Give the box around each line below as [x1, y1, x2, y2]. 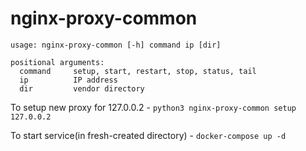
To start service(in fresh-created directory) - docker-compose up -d [10, 129, 287, 141]
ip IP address [19, 75, 118, 85]
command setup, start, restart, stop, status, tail [19, 66, 257, 76]
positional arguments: [10, 57, 105, 67]
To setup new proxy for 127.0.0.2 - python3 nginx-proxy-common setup [10, 101, 297, 113]
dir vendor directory [19, 83, 145, 94]
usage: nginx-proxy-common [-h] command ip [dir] [10, 40, 222, 50]
